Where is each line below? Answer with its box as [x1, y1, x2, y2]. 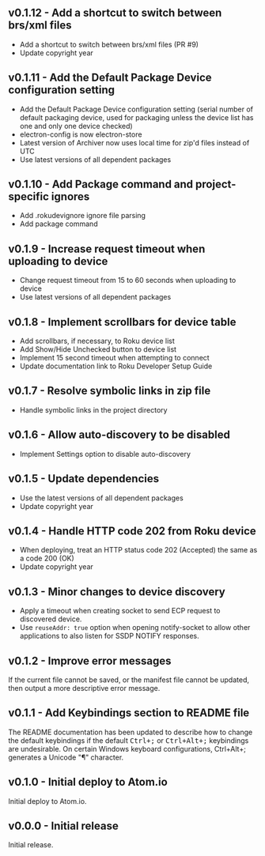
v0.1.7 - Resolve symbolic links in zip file [8, 384, 211, 398]
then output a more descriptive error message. [8, 683, 161, 692]
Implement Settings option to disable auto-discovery [19, 449, 191, 458]
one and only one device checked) [19, 121, 133, 130]
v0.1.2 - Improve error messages [8, 654, 172, 667]
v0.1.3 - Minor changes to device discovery [8, 585, 225, 598]
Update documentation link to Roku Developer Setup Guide [19, 361, 213, 371]
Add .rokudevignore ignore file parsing [19, 211, 146, 221]
